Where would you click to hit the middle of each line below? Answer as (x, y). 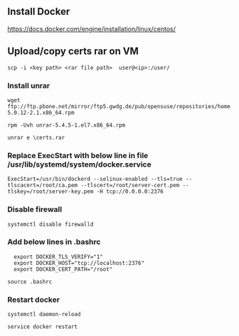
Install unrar (29, 85)
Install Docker (39, 12)
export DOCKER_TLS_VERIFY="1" (58, 257)
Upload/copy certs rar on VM (73, 52)
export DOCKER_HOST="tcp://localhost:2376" (79, 263)
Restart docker (34, 300)
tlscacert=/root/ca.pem (43, 185)
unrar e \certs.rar (36, 137)
